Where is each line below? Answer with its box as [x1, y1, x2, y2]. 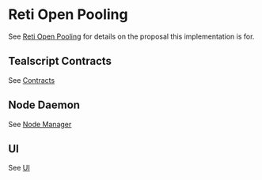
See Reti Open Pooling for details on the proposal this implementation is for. [8, 32, 255, 41]
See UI [8, 163, 30, 173]
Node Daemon [8, 99, 81, 112]
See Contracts [8, 75, 55, 84]
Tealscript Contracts [8, 54, 112, 68]
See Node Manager [8, 119, 72, 129]
